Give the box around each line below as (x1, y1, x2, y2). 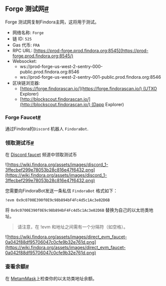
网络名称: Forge (12, 29, 44, 35)
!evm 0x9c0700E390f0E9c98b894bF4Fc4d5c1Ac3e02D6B (5, 198, 110, 203)
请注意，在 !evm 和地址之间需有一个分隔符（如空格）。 (17, 224, 128, 230)
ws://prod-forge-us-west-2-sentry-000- (19, 63, 103, 69)
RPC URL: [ (12, 47, 36, 53)
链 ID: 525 (12, 35, 32, 41)
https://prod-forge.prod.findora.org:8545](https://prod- (35, 47, 149, 53)
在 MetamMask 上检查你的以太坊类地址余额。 (5, 276, 97, 282)
